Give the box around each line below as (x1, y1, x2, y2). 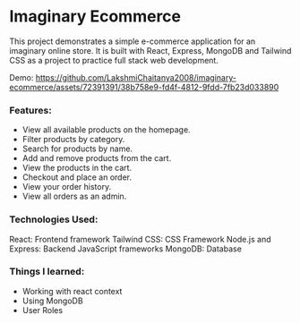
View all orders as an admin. (21, 191, 127, 202)
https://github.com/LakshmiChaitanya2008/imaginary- (35, 72, 237, 82)
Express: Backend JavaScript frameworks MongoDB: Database (9, 243, 242, 254)
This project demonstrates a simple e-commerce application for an (9, 36, 256, 47)
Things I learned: (9, 266, 85, 278)
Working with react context (21, 285, 123, 296)
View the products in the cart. (21, 163, 133, 174)
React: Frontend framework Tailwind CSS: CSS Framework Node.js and (9, 234, 271, 244)
